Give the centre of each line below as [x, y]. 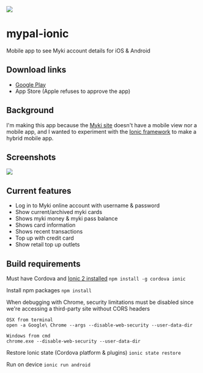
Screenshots [31, 157]
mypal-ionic [38, 34]
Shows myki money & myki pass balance [66, 219]
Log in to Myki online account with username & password [87, 205]
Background [30, 110]
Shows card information [45, 225]
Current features [39, 190]
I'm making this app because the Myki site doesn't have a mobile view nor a [102, 125]
